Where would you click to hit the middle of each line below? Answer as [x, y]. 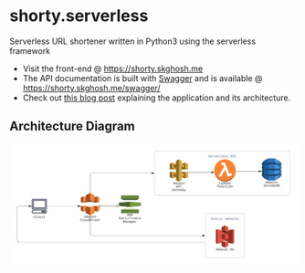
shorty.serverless [79, 16]
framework [30, 50]
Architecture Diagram [72, 126]
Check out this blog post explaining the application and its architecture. [157, 98]
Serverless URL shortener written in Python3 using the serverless [133, 41]
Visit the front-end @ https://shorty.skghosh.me [113, 68]
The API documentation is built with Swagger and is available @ [142, 78]
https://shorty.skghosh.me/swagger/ [92, 88]
